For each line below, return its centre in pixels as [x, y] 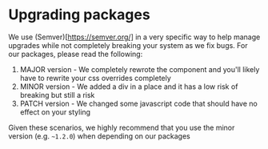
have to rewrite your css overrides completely [96, 78]
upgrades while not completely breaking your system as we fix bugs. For [128, 45]
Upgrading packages [79, 15]
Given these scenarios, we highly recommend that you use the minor [122, 127]
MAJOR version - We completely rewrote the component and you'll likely [140, 69]
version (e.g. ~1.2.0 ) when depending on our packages [99, 136]
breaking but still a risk [57, 95]
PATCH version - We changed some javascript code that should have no [138, 103]
